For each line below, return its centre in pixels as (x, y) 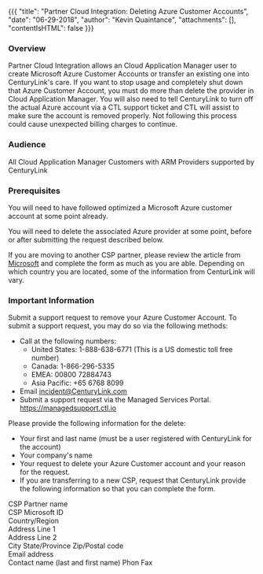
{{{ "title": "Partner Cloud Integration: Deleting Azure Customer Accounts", (128, 11)
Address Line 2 (33, 538)
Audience (27, 145)
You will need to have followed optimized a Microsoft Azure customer (121, 207)
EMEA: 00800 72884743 (71, 375)
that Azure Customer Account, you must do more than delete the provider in (131, 91)
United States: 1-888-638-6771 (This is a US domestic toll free (132, 350)
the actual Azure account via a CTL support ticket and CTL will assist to (124, 107)
